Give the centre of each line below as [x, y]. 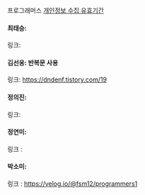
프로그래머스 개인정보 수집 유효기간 [56, 10]
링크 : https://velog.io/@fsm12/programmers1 [72, 184]
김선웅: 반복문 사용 [33, 62]
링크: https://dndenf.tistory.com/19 [57, 79]
